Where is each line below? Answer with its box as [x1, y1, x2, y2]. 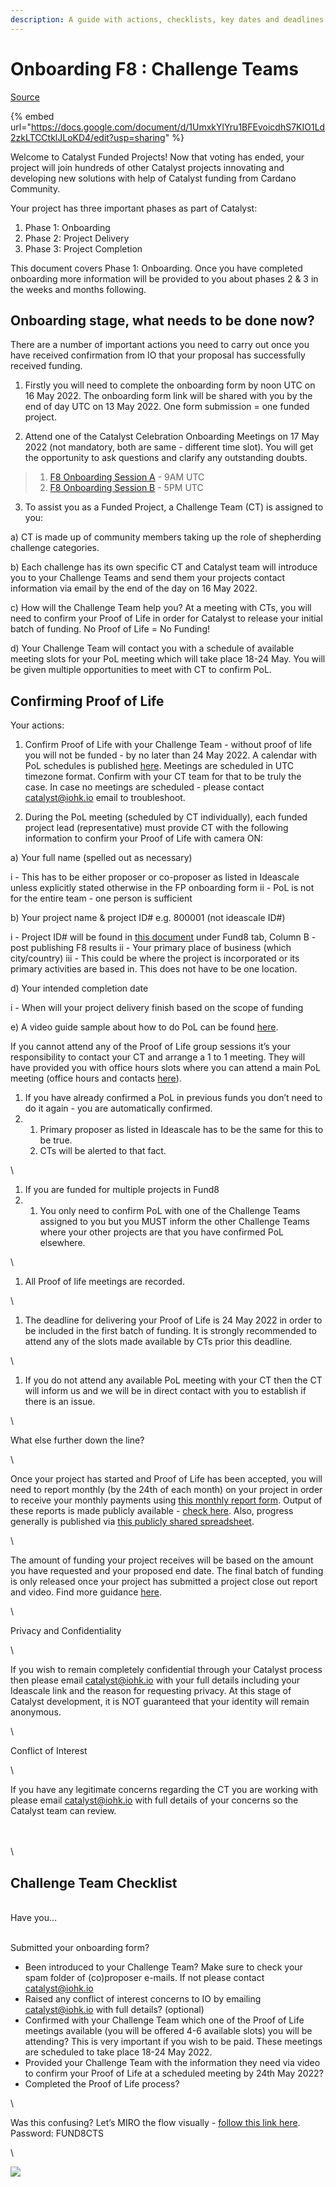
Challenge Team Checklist [10, 1874, 178, 1891]
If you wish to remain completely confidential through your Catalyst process [10, 1664, 323, 1676]
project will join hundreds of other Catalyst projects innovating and [10, 161, 285, 173]
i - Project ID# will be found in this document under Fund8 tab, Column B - [10, 931, 317, 943]
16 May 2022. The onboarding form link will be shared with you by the [24, 390, 313, 402]
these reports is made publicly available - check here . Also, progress [10, 1505, 294, 1517]
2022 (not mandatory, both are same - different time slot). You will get [24, 441, 314, 453]
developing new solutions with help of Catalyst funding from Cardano [10, 172, 297, 184]
